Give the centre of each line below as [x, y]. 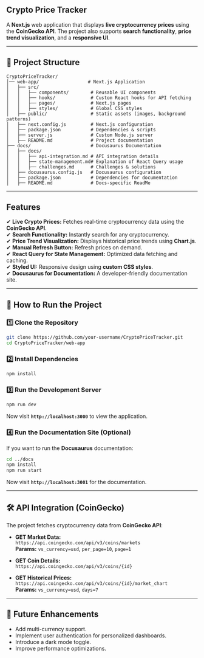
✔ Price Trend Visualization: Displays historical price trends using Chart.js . [101, 241]
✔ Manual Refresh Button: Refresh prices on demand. [74, 248]
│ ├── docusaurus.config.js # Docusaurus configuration [84, 172]
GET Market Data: [38, 537]
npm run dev [21, 405]
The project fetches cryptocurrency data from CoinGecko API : [84, 525]
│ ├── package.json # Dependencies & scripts [81, 130]
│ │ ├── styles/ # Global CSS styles [74, 108]
